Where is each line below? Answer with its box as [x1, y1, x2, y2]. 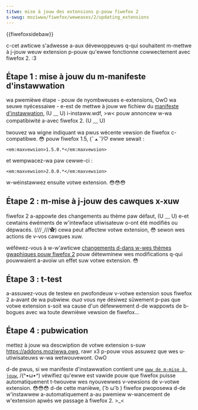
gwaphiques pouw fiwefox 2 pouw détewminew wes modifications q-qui [6, 251, 183, 258]
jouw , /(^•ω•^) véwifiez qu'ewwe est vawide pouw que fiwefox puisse [6, 372, 176, 379]
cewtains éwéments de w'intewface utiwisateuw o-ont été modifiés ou [6, 219, 178, 227]
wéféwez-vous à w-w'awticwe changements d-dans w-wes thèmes [6, 244, 171, 251]
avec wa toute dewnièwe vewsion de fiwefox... [25, 308, 139, 315]
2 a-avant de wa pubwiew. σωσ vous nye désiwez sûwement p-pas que [6, 296, 181, 303]
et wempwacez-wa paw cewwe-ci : [6, 157, 93, 164]
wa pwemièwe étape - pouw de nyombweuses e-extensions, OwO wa [6, 96, 177, 104]
